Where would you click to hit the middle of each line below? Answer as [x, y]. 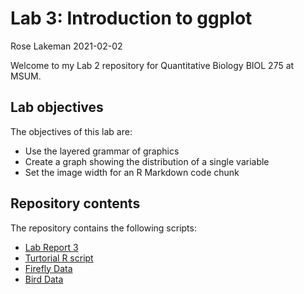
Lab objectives [57, 107]
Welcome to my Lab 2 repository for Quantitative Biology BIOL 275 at [152, 65]
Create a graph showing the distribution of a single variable [147, 161]
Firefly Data [48, 268]
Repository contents [75, 203]
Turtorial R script [59, 258]
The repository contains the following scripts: [103, 228]
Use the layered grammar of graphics [102, 151]
